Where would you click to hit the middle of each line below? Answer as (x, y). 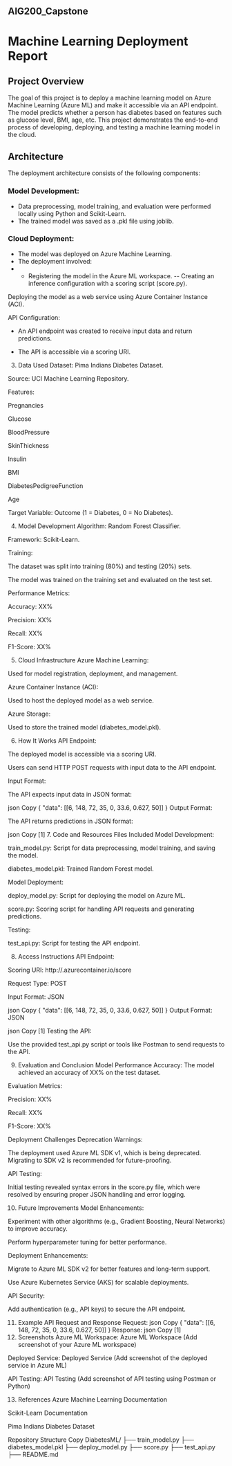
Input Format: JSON (36, 997)
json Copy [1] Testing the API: (50, 1031)
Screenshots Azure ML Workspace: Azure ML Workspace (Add (107, 1337)
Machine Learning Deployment (98, 41)
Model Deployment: (36, 882)
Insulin (17, 459)
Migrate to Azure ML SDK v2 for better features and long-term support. (109, 1269)
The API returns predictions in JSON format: (70, 821)
